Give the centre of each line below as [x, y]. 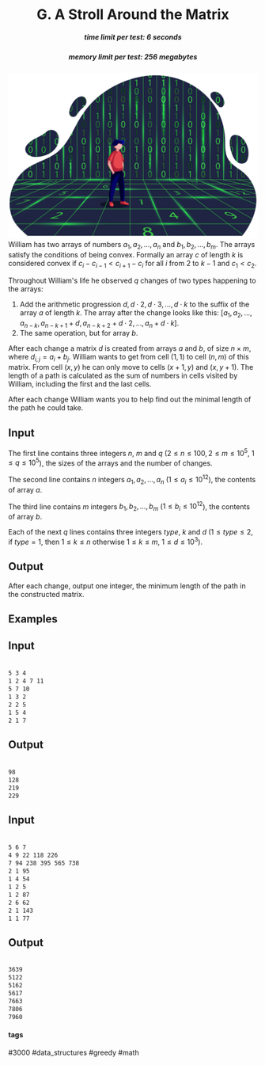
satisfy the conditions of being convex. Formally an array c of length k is [126, 255]
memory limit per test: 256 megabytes [133, 57]
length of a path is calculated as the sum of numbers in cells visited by [123, 376]
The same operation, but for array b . [79, 333]
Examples [33, 619]
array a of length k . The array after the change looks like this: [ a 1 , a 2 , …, [136, 313]
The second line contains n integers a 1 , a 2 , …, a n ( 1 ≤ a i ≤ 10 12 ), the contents [132, 480]
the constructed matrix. [46, 594]
